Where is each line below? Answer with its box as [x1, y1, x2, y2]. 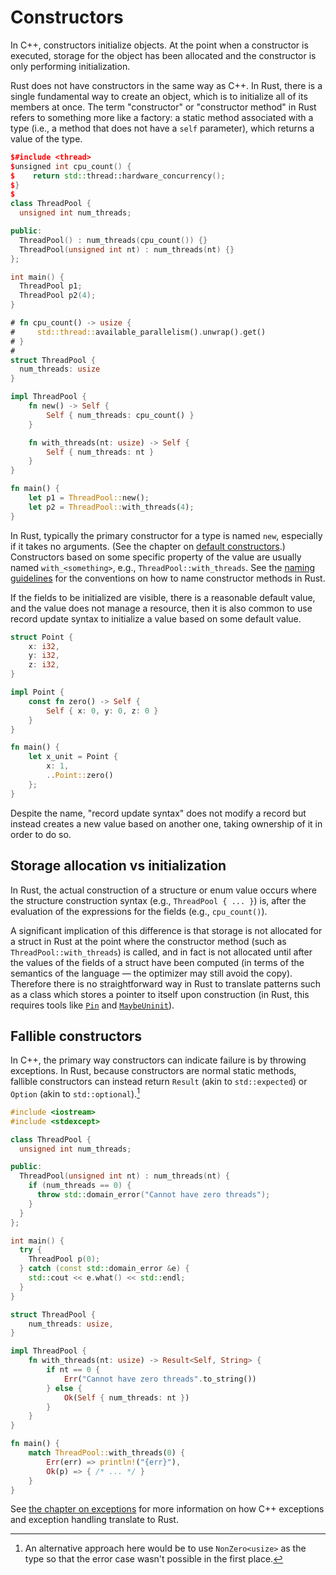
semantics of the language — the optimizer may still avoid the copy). [10, 967, 293, 979]
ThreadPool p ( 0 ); [28, 1254, 101, 1265]
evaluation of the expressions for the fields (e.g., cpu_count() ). [10, 905, 268, 917]
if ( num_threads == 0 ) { [28, 1181, 132, 1191]
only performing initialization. [10, 60, 131, 72]
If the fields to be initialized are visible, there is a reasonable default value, [10, 591, 316, 603]
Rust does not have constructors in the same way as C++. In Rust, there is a [10, 79, 323, 91]
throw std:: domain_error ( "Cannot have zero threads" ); [36, 1190, 271, 1200]
